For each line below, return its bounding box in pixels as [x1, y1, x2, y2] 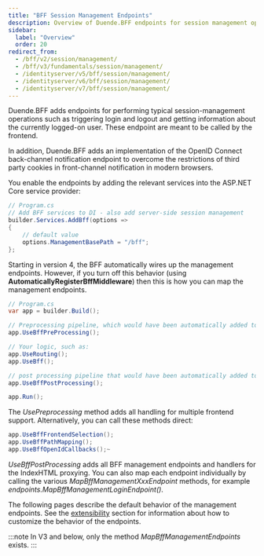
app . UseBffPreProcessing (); [8, 329, 101, 337]
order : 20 [15, 41, 47, 49]
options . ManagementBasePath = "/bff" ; [22, 238, 149, 246]
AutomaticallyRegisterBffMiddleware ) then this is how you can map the [8, 276, 244, 286]
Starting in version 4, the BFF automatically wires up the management [8, 260, 234, 269]
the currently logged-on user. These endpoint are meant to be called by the [8, 123, 253, 132]
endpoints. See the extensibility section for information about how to [8, 508, 230, 518]
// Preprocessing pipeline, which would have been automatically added [8, 321, 247, 330]
